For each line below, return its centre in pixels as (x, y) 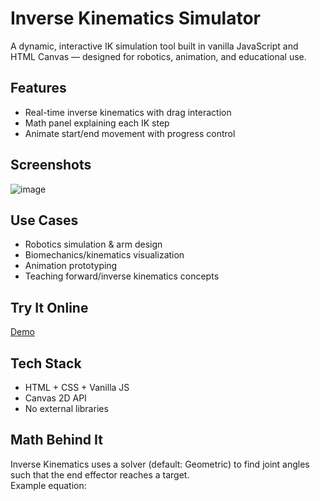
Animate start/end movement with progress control (130, 133)
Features (38, 88)
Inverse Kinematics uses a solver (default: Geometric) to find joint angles (160, 464)
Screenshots (51, 165)
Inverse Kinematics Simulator (135, 18)
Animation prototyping (71, 266)
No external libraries (66, 408)
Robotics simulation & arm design (93, 244)
